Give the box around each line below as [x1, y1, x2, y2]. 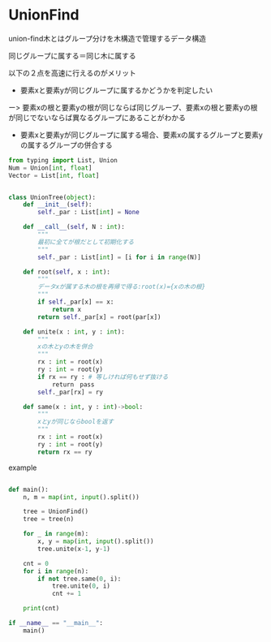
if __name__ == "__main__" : [8, 619, 104, 627]
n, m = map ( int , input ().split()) [23, 493, 140, 501]
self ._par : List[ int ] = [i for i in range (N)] [37, 253, 201, 261]
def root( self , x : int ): [23, 268, 111, 276]
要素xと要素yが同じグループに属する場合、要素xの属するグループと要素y [19, 130, 264, 140]
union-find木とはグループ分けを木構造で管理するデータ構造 [8, 33, 207, 43]
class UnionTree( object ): [8, 193, 96, 201]
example [8, 463, 37, 472]
